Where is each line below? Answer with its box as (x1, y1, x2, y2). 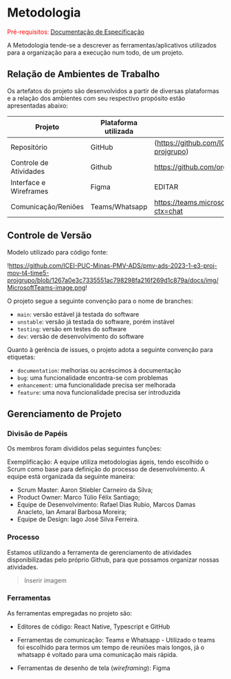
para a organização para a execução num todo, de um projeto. (7, 48, 184, 57)
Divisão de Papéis (7, 429, 68, 438)
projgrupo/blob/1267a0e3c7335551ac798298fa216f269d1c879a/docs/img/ (7, 276, 219, 284)
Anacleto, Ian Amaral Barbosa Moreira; (16, 508, 127, 516)
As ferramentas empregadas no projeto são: (7, 609, 133, 617)
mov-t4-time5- (7, 268, 49, 277)
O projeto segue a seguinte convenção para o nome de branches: (7, 297, 194, 305)
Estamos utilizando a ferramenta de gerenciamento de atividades (7, 548, 192, 556)
